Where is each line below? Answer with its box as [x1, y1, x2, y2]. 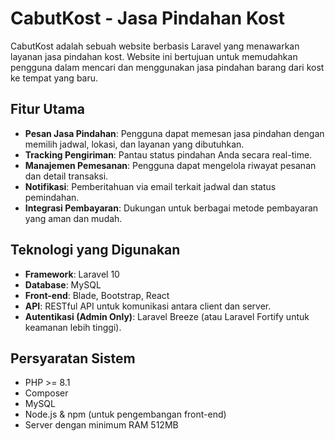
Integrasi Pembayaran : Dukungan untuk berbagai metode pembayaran [24, 202, 319, 214]
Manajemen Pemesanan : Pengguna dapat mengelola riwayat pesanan [24, 159, 317, 171]
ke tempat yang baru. [10, 72, 99, 84]
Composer [24, 387, 69, 399]
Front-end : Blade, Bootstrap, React [24, 289, 170, 301]
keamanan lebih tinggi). [24, 321, 122, 333]
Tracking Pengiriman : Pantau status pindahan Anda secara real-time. [24, 148, 313, 161]
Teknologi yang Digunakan [10, 242, 181, 259]
